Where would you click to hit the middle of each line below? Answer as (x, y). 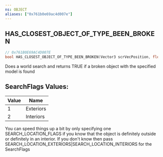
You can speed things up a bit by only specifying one (58, 128)
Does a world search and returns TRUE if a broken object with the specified (81, 67)
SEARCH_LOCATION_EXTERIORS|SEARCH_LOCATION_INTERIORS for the (78, 144)
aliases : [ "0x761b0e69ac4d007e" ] (39, 14)
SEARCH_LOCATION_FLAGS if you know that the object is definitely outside (81, 134)
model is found (20, 71)
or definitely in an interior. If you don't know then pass (59, 139)
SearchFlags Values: (37, 87)
